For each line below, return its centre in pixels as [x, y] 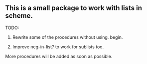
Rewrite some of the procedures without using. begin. [68, 37]
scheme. [19, 16]
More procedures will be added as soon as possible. [59, 56]
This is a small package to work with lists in [74, 8]
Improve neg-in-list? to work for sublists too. [58, 47]
